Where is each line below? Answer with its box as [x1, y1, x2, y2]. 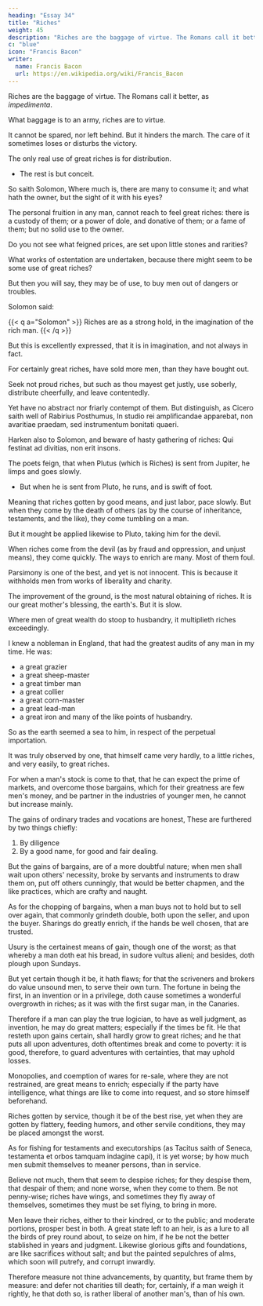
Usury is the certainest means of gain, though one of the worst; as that [8, 942, 236, 951]
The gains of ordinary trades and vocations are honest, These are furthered [8, 814, 252, 824]
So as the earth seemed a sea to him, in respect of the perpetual [8, 727, 216, 736]
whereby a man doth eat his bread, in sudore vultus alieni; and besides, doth [8, 950, 255, 960]
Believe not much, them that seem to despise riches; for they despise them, [8, 1175, 252, 1184]
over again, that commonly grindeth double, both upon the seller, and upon [8, 910, 250, 919]
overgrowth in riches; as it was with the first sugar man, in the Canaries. [8, 998, 240, 1009]
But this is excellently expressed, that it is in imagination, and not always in [8, 341, 249, 350]
